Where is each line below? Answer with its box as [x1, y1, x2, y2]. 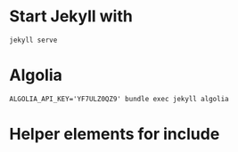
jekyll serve [9, 36, 58, 44]
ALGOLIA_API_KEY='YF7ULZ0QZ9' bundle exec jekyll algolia [9, 94, 229, 103]
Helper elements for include [9, 124, 220, 144]
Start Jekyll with [9, 6, 134, 27]
